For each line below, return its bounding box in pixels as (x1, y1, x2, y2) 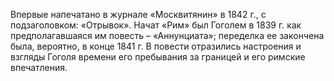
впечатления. (10, 62, 68, 73)
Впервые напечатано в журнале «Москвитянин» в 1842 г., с (10, 9, 267, 20)
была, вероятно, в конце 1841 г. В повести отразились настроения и (10, 40, 302, 52)
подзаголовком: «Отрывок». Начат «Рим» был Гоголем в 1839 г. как (10, 19, 302, 31)
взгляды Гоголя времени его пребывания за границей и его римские (10, 51, 306, 63)
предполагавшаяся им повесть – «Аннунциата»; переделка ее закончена (10, 30, 325, 41)
